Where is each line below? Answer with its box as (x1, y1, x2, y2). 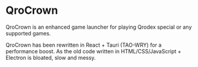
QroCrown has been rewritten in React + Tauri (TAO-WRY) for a (5, 41, 162, 48)
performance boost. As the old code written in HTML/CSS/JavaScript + (5, 47, 182, 54)
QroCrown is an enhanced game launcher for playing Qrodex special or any (5, 23, 193, 31)
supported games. (5, 29, 52, 36)
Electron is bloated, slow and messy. (5, 54, 96, 61)
